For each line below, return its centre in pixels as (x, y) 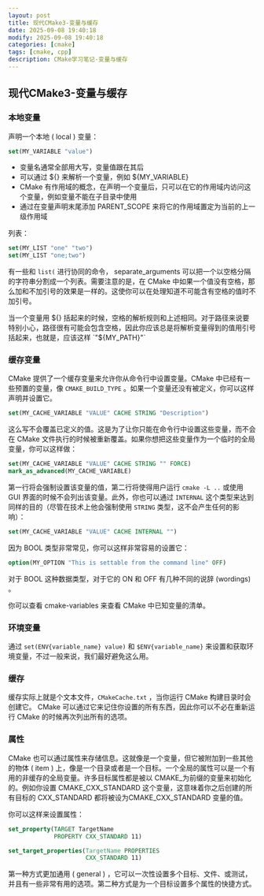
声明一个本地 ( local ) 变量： (53, 136)
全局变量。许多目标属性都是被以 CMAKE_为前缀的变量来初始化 (150, 778)
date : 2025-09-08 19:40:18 (52, 30)
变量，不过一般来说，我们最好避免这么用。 (84, 656)
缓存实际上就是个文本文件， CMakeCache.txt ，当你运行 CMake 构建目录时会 (130, 697)
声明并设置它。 (32, 398)
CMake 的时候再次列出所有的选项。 (74, 717)
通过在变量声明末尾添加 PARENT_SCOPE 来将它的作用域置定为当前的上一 (137, 206)
